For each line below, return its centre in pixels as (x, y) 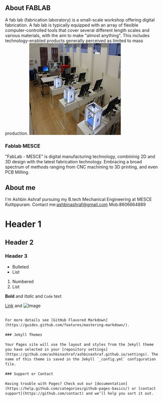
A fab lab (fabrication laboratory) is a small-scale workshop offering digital (80, 20)
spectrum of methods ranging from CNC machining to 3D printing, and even (81, 167)
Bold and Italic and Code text (33, 296)
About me (20, 188)
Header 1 (23, 224)
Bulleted (20, 267)
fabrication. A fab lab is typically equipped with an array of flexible (72, 25)
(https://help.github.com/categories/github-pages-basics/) (68, 388)
